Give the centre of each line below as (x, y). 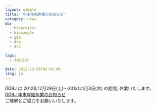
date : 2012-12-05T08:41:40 (33, 69)
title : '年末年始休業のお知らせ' (35, 14)
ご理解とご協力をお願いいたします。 (42, 101)
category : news (21, 19)
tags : (11, 55)
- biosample (22, 33)
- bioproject (23, 28)
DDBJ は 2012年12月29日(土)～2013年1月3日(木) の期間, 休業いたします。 (79, 88)
